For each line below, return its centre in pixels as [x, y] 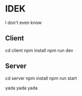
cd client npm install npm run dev [39, 50]
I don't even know [24, 22]
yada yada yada [22, 87]
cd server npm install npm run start [41, 78]
